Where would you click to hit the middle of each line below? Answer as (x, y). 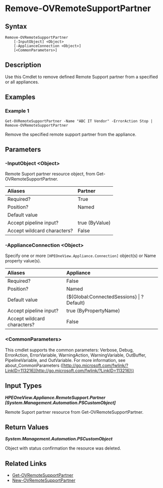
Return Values (27, 427)
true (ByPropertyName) (93, 311)
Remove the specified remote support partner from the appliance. (71, 134)
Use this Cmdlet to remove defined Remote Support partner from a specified (81, 77)
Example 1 (17, 111)
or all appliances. (22, 82)
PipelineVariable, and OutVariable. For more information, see (65, 360)
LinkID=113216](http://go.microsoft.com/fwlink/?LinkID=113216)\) (70, 370)
